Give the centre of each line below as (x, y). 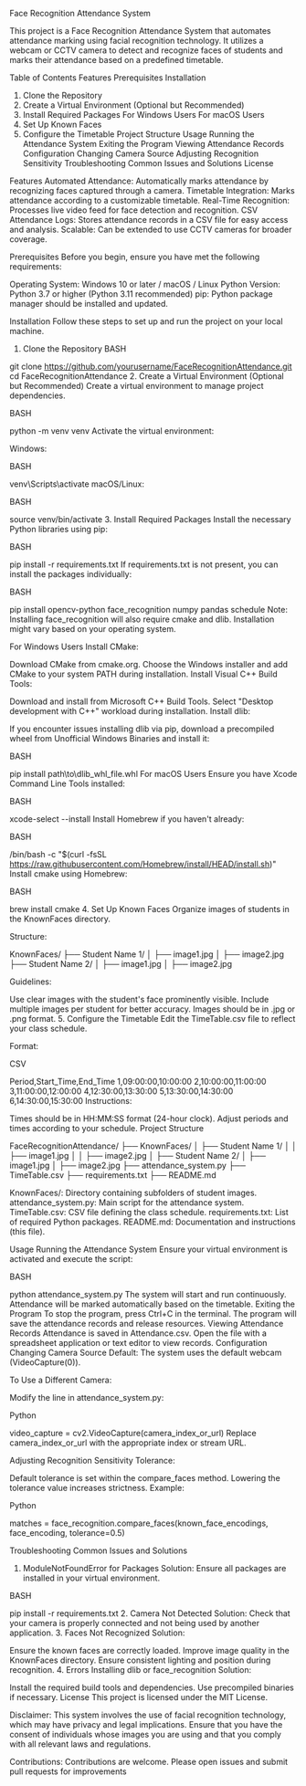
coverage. (28, 239)
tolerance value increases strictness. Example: (97, 1488)
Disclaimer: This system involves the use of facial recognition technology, (148, 1715)
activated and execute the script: (71, 1259)
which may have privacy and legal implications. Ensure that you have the (146, 1724)
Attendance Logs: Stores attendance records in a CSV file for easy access (149, 220)
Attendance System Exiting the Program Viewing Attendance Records (153, 144)
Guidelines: (31, 982)
